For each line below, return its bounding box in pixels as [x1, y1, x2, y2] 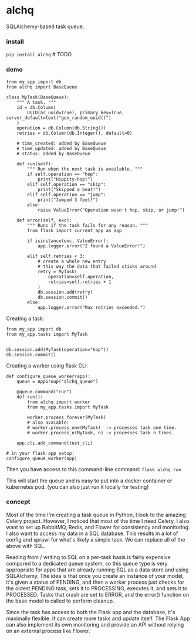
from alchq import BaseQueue [6, 84, 77, 90]
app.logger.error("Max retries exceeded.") [37, 304, 146, 311]
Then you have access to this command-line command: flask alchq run [6, 465, 181, 472]
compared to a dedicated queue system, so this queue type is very [6, 560, 168, 567]
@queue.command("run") [16, 389, 72, 394]
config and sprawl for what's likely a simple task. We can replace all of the [6, 536, 186, 543]
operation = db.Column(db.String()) [16, 125, 107, 131]
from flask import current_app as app [27, 227, 122, 233]
